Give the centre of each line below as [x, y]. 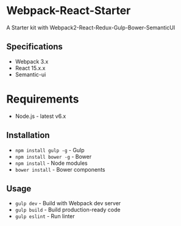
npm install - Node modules [51, 163]
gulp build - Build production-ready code [68, 210]
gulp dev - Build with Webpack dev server [68, 203]
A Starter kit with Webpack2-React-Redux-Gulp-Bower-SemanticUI [91, 27]
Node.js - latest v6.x [41, 116]
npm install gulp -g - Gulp [50, 150]
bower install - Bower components [60, 169]
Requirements [43, 99]
